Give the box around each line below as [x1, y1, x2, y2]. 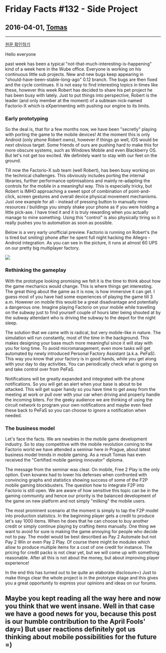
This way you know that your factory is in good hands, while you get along [5, 355, 157, 361]
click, [5, 193, 16, 199]
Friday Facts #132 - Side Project [5, 3, 138, 15]
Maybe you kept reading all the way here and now [5, 594, 161, 603]
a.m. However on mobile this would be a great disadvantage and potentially [5, 299, 159, 305]
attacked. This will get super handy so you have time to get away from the [5, 386, 156, 392]
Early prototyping [5, 115, 48, 122]
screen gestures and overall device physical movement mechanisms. [17, 193, 158, 199]
